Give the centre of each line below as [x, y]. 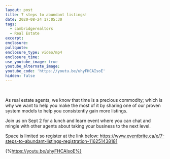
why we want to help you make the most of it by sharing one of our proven [83, 105]
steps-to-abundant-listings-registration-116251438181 [61, 141]
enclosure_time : [22, 57]
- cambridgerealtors [31, 29]
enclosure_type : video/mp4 [34, 52]
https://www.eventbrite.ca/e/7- [132, 136]
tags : [11, 24]
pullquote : [17, 48]
